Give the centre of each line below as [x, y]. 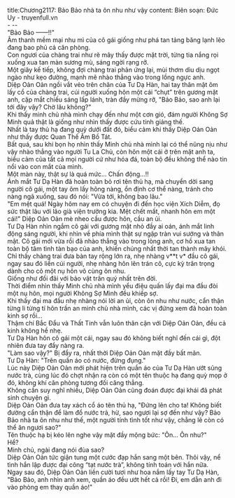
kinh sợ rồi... [25, 316]
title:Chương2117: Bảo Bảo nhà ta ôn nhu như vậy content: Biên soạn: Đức [113, 10]
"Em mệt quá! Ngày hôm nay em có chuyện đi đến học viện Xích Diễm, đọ [114, 204]
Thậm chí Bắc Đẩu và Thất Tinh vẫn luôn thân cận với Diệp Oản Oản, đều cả [116, 323]
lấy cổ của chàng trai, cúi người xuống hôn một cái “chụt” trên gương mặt [113, 92]
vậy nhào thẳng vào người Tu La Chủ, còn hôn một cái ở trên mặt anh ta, [111, 152]
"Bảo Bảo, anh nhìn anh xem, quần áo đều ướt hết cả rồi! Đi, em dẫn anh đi [115, 479]
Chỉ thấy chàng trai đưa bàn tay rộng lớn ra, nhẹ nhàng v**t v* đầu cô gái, [114, 256]
